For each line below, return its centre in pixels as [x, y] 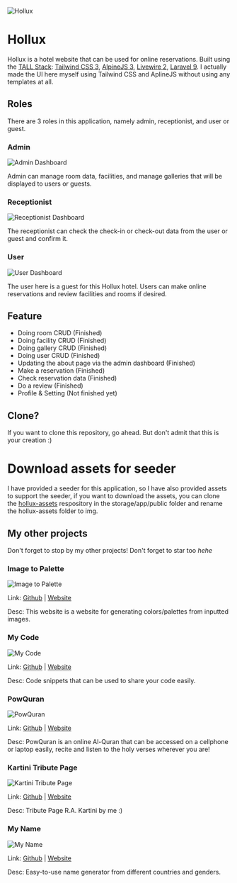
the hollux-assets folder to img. [53, 511]
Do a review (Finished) [50, 386]
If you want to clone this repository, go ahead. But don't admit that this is [113, 433]
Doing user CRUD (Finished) [59, 356]
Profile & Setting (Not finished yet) [68, 393]
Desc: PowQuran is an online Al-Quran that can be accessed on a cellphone [118, 741]
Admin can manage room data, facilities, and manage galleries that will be [115, 176]
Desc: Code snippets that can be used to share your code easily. [102, 680]
